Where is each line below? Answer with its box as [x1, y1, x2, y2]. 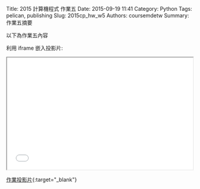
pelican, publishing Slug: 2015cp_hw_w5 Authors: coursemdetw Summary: [6, 12, 189, 19]
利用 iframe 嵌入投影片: [6, 44, 64, 51]
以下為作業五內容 [6, 32, 48, 39]
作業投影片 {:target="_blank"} [6, 176, 77, 183]
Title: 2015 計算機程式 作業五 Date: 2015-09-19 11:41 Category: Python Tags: [6, 5, 192, 12]
